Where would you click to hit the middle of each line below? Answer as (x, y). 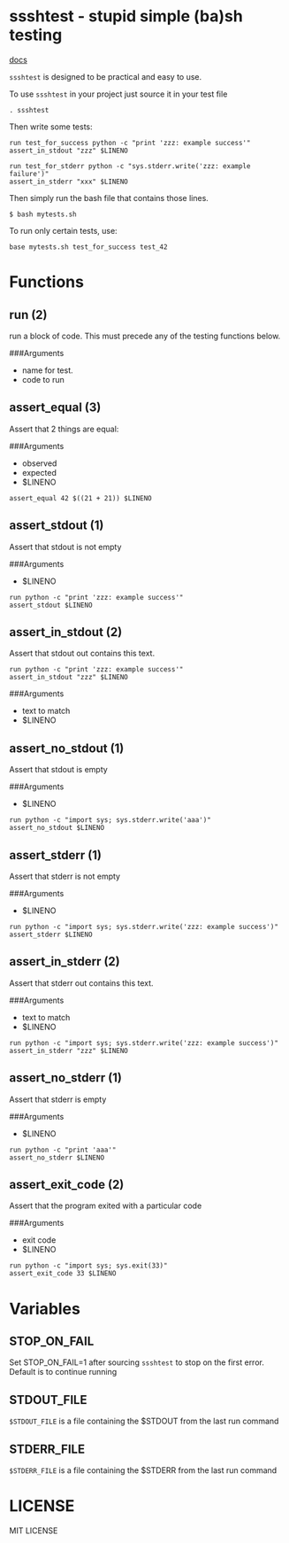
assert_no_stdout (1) (67, 748)
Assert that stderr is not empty (65, 876)
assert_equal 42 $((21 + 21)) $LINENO (80, 498)
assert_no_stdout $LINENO (57, 828)
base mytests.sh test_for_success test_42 (88, 247)
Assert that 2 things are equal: (64, 429)
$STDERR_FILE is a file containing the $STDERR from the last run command (143, 1470)
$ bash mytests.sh (43, 214)
